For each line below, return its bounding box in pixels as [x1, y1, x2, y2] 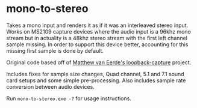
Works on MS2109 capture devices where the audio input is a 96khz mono [6, 28, 191, 35]
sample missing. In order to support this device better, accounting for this [6, 41, 189, 48]
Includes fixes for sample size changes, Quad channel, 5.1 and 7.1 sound [6, 70, 185, 77]
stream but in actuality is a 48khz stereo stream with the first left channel [6, 34, 188, 41]
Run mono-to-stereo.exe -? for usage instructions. [6, 95, 131, 102]
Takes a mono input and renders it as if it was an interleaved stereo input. [6, 22, 189, 29]
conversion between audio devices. [6, 83, 95, 90]
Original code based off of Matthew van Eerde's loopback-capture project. [6, 59, 192, 66]
